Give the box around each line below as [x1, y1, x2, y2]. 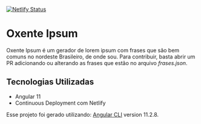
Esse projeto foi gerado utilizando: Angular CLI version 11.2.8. [6, 111, 159, 118]
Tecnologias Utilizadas [6, 77, 94, 87]
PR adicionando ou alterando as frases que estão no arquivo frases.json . [6, 59, 188, 66]
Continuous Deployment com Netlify [15, 99, 106, 107]
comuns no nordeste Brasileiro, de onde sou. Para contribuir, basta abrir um [6, 53, 196, 60]
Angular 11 [15, 93, 41, 100]
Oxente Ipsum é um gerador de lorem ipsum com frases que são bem [6, 46, 180, 54]
